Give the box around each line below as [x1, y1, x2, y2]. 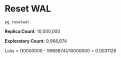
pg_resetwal [4, 19, 29, 24]
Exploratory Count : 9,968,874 [4, 38, 67, 44]
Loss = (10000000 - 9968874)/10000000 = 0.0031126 [4, 47, 116, 53]
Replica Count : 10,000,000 [4, 28, 60, 34]
